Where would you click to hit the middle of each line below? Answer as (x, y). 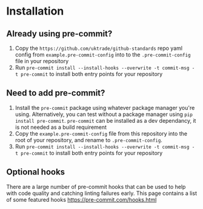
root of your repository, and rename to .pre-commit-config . (88, 140)
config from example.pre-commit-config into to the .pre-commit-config (103, 55)
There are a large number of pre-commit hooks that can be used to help (96, 187)
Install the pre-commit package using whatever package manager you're (105, 108)
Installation (35, 11)
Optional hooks (36, 172)
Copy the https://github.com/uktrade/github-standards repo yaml (99, 48)
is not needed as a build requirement (61, 127)
